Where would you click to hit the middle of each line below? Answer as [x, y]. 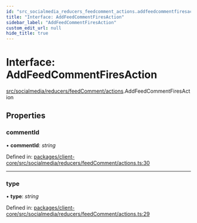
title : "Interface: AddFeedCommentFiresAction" [65, 17]
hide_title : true [27, 33]
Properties [26, 116]
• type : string [23, 197]
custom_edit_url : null [34, 28]
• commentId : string [31, 145]
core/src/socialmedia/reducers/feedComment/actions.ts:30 [78, 163]
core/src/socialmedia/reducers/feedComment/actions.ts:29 [78, 214]
